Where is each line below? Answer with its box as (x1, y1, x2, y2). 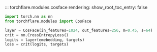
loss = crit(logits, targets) (5, 42, 69, 47)
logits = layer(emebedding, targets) (5, 37, 85, 42)
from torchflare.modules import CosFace (5, 19, 92, 24)
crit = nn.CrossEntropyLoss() (5, 32, 69, 37)
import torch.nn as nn (5, 14, 53, 19)
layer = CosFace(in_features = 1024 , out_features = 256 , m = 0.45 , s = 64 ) (5, 28, 153, 33)
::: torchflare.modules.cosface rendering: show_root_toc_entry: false (5, 5, 148, 10)
